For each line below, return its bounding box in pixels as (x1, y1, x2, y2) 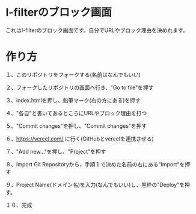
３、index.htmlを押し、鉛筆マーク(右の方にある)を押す (5, 96, 141, 104)
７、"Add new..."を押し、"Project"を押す (5, 148, 106, 155)
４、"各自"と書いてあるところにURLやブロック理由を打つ (5, 109, 147, 116)
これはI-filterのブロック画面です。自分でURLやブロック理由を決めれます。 (5, 27, 188, 34)
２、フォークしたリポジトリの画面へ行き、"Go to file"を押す (5, 84, 154, 91)
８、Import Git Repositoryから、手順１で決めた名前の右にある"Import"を (5, 160, 185, 168)
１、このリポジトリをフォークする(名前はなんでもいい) (5, 71, 141, 78)
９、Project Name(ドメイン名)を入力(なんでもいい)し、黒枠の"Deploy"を (5, 181, 185, 188)
